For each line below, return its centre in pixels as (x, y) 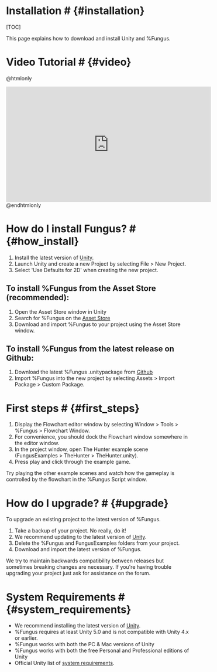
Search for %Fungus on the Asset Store (62, 318)
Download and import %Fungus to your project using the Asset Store (97, 324)
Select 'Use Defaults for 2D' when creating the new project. (86, 270)
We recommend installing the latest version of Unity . (77, 626)
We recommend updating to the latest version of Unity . (80, 537)
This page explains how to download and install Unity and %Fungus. (88, 38)
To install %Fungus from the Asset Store (81, 289)
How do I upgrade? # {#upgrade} (87, 503)
